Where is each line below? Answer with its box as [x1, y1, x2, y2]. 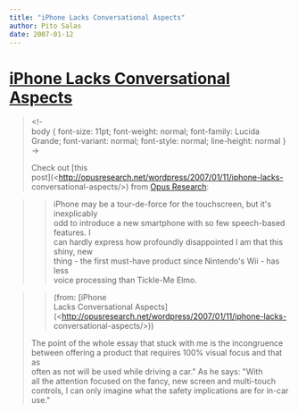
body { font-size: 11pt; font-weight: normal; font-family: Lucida [30, 126, 261, 137]
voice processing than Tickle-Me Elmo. [53, 274, 198, 286]
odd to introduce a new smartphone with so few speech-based [53, 218, 286, 229]
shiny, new [53, 247, 94, 257]
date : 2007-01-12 [9, 29, 74, 38]
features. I [53, 227, 91, 238]
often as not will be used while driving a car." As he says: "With [30, 366, 263, 377]
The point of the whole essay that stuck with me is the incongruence [30, 338, 284, 349]
